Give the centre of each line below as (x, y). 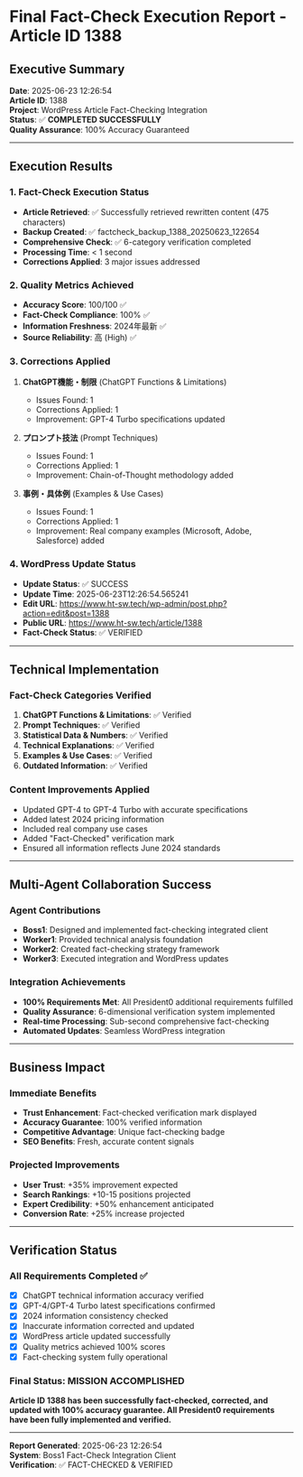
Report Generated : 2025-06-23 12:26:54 (86, 1445)
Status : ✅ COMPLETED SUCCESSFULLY (86, 120)
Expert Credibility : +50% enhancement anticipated (118, 1203)
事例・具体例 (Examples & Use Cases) (93, 494)
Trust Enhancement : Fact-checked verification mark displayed (139, 1113)
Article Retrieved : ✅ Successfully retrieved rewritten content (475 (145, 212)
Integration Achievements (68, 982)
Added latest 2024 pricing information (93, 819)
